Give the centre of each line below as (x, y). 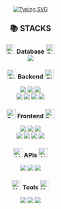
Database (30, 51)
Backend (30, 77)
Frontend (30, 116)
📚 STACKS (30, 29)
